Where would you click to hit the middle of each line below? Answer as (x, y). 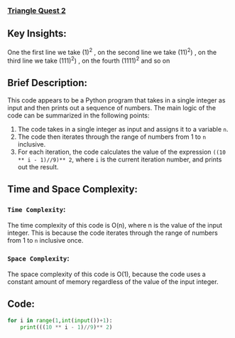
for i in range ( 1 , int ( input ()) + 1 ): (60, 320)
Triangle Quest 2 (37, 11)
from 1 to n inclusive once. (45, 240)
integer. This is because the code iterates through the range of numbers (113, 233)
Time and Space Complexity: (73, 190)
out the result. (38, 167)
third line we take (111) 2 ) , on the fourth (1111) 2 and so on (89, 60)
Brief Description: (47, 83)
